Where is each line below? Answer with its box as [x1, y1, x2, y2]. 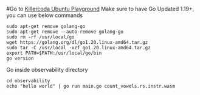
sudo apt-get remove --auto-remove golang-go [6, 29, 123, 35]
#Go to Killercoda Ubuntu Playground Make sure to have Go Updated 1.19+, [6, 5, 195, 12]
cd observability [6, 78, 50, 84]
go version [6, 55, 34, 62]
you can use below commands [6, 12, 83, 19]
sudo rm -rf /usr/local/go [6, 34, 75, 40]
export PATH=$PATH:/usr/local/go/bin [6, 50, 102, 56]
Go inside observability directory [6, 66, 88, 73]
